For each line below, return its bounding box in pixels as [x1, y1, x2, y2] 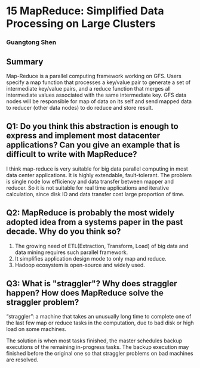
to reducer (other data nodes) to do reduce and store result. [6, 104, 153, 111]
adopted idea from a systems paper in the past [6, 217, 183, 227]
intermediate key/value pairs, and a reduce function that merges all [6, 85, 171, 92]
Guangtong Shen [6, 38, 57, 47]
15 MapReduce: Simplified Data [6, 4, 164, 18]
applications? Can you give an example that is [6, 140, 180, 150]
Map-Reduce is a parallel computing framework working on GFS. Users [6, 72, 182, 79]
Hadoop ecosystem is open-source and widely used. [14, 261, 145, 268]
